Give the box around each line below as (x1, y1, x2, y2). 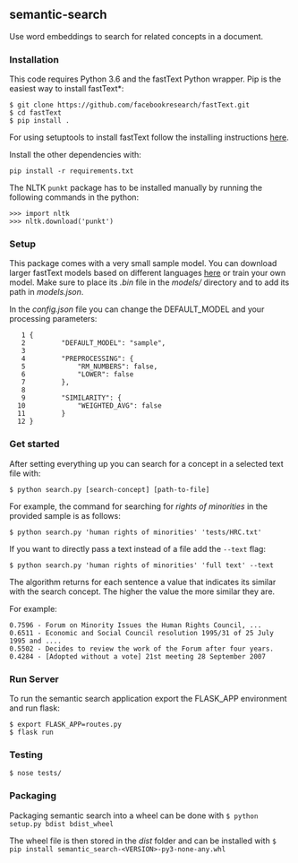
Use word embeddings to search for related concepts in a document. (9, 30, 264, 41)
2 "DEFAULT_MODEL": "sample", (21, 339, 166, 348)
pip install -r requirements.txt (9, 167, 134, 176)
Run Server (9, 672, 60, 685)
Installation (9, 53, 60, 65)
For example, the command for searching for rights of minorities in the (9, 501, 268, 512)
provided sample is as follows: (9, 510, 121, 521)
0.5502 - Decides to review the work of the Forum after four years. (9, 644, 275, 653)
